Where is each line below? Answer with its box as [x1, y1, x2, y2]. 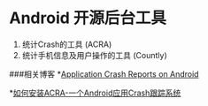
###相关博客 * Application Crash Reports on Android [9, 68, 199, 79]
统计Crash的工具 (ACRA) [21, 39, 112, 49]
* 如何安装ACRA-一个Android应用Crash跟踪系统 [9, 87, 181, 98]
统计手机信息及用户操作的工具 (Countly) [21, 49, 168, 60]
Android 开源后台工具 [9, 8, 166, 28]
